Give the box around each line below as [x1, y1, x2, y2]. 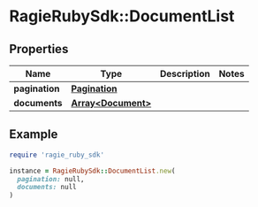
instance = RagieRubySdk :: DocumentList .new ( [9, 166, 176, 175]
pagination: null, [17, 174, 86, 183]
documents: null [17, 183, 77, 192]
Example [9, 126, 58, 142]
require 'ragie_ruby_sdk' [9, 150, 104, 159]
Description [159, 68, 210, 80]
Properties [9, 42, 69, 57]
